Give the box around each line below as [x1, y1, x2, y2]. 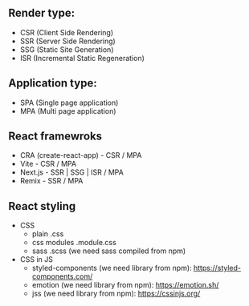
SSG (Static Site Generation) [19, 44, 114, 54]
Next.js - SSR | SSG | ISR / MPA [19, 167, 124, 177]
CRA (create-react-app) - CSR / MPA [19, 151, 142, 160]
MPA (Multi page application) [19, 106, 116, 115]
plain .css [31, 229, 64, 239]
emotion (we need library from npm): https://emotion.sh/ [31, 280, 219, 290]
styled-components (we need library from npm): [31, 264, 192, 273]
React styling [8, 199, 76, 213]
